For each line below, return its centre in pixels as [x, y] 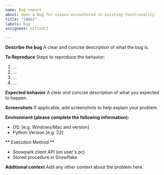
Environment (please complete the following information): [67, 117]
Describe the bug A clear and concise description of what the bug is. [77, 47]
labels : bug [18, 24]
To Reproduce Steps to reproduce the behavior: [55, 57]
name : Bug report [23, 10]
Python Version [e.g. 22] [38, 133]
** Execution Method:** [30, 142]
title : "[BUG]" [21, 19]
